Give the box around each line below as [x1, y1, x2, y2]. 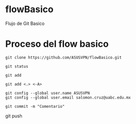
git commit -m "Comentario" [5, 104, 65, 109]
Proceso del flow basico [5, 38, 109, 50]
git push [5, 113, 23, 119]
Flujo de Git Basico [5, 20, 45, 26]
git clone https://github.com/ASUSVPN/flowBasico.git [5, 55, 122, 60]
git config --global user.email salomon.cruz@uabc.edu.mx [5, 95, 131, 100]
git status [5, 64, 29, 69]
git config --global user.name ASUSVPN [5, 90, 90, 96]
